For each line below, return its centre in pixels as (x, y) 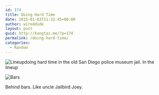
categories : (18, 43)
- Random (19, 47)
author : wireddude (24, 24)
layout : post (19, 29)
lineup (12, 67)
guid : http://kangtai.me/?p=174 (39, 33)
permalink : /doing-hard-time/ (37, 38)
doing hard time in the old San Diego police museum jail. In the (89, 62)
